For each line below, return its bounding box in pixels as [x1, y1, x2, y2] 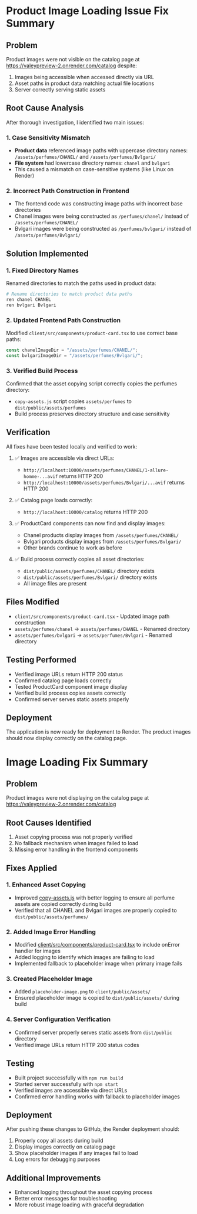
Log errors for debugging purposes [14, 1156, 101, 1163]
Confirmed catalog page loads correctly [14, 677, 112, 684]
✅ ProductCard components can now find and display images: [14, 519, 166, 526]
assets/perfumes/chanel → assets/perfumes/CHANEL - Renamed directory [14, 625, 190, 632]
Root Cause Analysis [6, 103, 84, 113]
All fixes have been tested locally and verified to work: [6, 443, 138, 450]
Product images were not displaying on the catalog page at [6, 794, 149, 801]
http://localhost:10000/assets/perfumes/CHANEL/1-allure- [23, 467, 169, 473]
